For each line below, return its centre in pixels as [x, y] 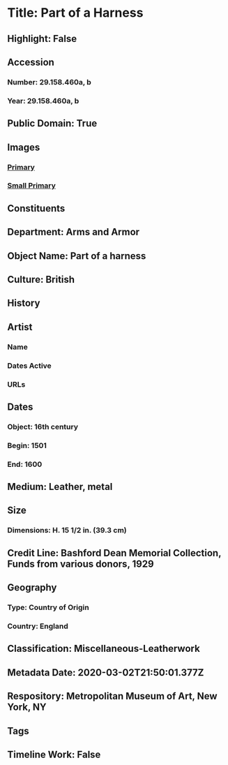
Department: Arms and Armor [74, 232]
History [24, 303]
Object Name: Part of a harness [77, 256]
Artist [20, 327]
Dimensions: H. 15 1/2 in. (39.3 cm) [67, 530]
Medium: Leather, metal [60, 487]
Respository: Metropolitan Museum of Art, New [112, 696]
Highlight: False [42, 39]
